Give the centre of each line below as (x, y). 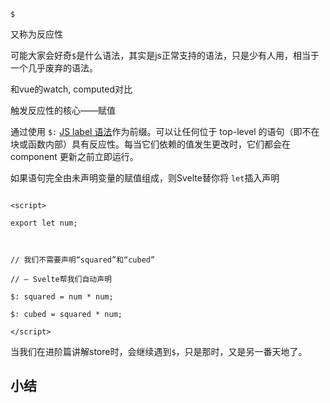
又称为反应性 (36, 34)
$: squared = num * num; (62, 297)
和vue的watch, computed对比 (71, 89)
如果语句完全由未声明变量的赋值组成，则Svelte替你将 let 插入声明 (145, 178)
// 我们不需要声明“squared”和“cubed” (83, 260)
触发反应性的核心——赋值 (63, 110)
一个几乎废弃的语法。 (54, 68)
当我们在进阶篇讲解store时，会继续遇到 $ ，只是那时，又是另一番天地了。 (159, 351)
